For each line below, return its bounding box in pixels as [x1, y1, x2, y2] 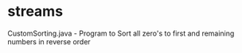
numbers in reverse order [7, 36, 91, 46]
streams [7, 2, 64, 21]
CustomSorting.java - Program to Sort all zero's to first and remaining [7, 28, 235, 38]
